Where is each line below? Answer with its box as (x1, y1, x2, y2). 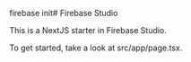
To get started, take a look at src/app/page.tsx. (9, 42, 183, 53)
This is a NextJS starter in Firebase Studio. (9, 25, 168, 35)
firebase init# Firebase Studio (9, 8, 118, 18)
